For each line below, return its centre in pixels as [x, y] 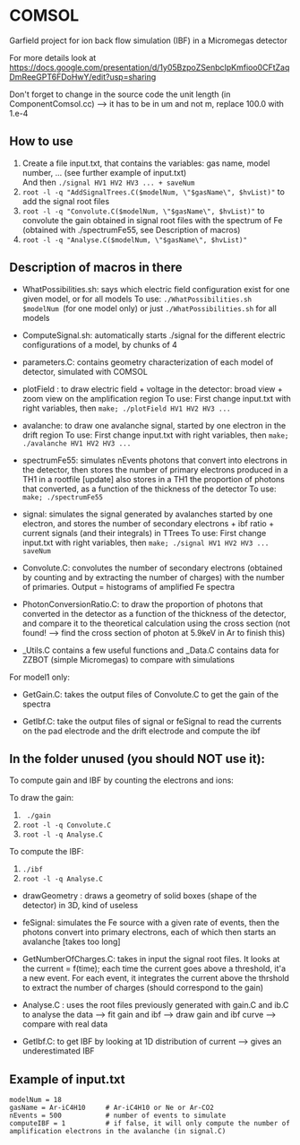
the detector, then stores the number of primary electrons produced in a [155, 469]
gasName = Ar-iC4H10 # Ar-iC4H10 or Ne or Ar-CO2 [112, 1108]
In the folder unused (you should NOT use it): [137, 759]
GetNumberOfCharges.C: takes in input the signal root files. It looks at [151, 959]
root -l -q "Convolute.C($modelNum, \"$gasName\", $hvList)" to [143, 211]
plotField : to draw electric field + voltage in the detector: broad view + [153, 389]
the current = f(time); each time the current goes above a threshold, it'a [154, 968]
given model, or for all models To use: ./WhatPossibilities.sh [137, 299]
